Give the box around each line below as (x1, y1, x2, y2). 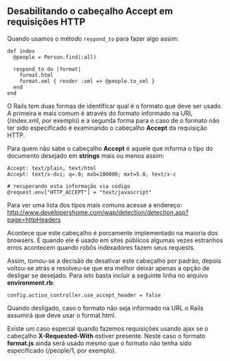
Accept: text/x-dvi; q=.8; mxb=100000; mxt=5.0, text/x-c (7, 171, 176, 178)
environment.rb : (7, 278, 55, 287)
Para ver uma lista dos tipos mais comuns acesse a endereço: (7, 200, 183, 209)
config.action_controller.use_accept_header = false (7, 292, 161, 299)
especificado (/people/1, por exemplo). (7, 346, 117, 354)
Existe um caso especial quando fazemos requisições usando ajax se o (7, 324, 209, 332)
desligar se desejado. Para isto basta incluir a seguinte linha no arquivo (7, 271, 208, 279)
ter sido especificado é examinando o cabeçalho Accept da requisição (7, 124, 207, 132)
